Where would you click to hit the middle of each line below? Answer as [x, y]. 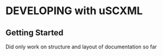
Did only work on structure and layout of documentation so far [81, 47]
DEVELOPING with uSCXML [74, 11]
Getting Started [35, 33]
